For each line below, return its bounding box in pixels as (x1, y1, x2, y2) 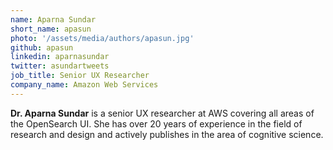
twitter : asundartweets (10, 61, 110, 71)
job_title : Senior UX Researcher (10, 71, 150, 81)
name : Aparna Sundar (10, 14, 97, 25)
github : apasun (10, 42, 74, 53)
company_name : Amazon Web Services (10, 80, 159, 90)
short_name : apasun (10, 24, 92, 34)
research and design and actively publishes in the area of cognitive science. (10, 128, 324, 140)
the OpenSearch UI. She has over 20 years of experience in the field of (10, 117, 303, 130)
